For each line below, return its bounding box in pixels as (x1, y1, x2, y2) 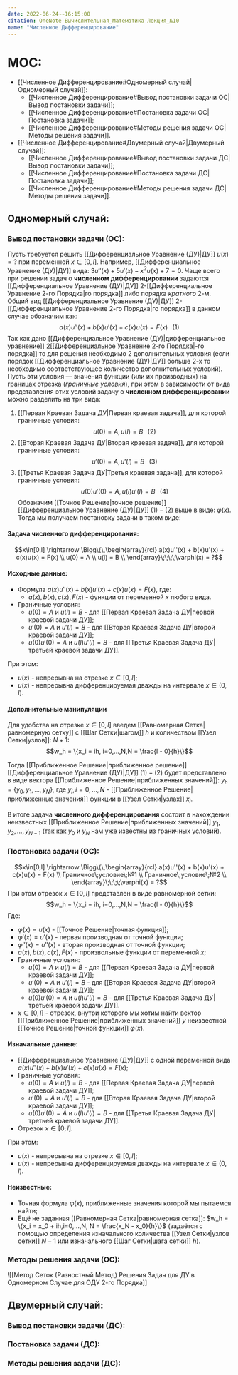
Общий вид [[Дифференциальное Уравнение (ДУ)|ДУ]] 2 (7, 297, 180, 305)
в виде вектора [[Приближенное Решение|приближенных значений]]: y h (7, 776, 228, 787)
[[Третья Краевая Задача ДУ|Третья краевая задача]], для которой (17, 468, 223, 476)
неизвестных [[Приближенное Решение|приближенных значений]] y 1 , (7, 817, 220, 828)
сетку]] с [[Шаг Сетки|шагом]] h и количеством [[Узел (52, 728, 217, 737)
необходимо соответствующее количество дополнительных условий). (7, 364, 223, 373)
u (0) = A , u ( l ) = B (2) (93, 427, 156, 436)
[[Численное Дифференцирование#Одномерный (17, 78, 167, 86)
